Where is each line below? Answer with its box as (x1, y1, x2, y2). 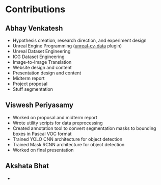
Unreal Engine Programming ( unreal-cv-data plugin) (12, 43, 122, 49)
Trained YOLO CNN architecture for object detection (12, 136, 123, 142)
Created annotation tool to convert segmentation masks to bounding (12, 125, 156, 131)
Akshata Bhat (5, 162, 49, 170)
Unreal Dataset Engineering (12, 48, 71, 54)
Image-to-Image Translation (12, 59, 72, 65)
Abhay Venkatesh (5, 24, 63, 33)
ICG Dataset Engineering (12, 54, 65, 60)
